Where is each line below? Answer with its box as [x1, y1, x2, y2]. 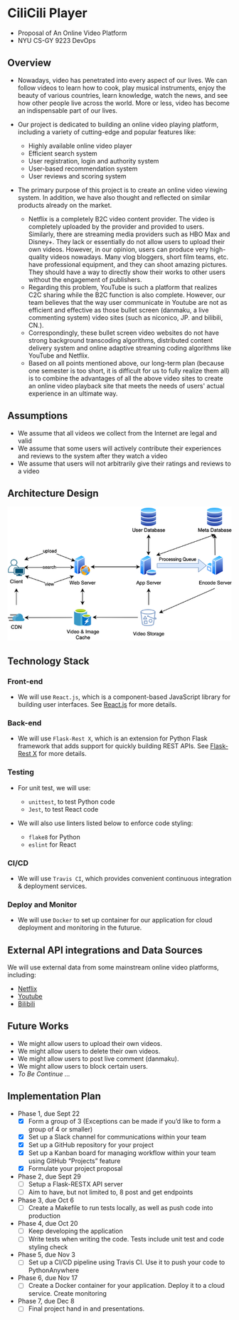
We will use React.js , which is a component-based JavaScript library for [17, 692, 231, 701]
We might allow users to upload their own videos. [17, 1039, 162, 1047]
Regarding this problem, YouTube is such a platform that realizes [28, 283, 218, 291]
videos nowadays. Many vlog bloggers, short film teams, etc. [49, 252, 229, 261]
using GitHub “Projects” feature [28, 1157, 121, 1165]
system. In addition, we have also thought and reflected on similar [17, 193, 211, 201]
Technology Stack [7, 655, 90, 667]
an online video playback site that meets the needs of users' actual [28, 381, 225, 390]
